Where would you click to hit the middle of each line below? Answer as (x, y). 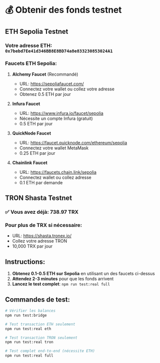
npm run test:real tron (29, 342)
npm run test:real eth (28, 329)
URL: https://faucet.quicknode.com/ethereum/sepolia (73, 142)
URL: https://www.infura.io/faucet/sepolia (61, 113)
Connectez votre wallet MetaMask (54, 148)
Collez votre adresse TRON (40, 241)
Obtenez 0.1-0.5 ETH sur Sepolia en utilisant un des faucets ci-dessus (83, 274)
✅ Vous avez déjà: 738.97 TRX (42, 212)
